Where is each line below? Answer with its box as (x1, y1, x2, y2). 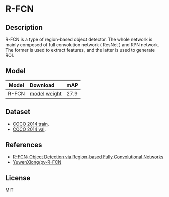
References (5, 141, 42, 149)
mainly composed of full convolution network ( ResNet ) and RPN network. (5, 42, 159, 48)
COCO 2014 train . (12, 121, 49, 127)
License (5, 174, 31, 182)
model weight (29, 90, 62, 97)
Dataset (5, 108, 31, 116)
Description (5, 23, 43, 32)
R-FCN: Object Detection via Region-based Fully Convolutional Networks (12, 154, 164, 160)
